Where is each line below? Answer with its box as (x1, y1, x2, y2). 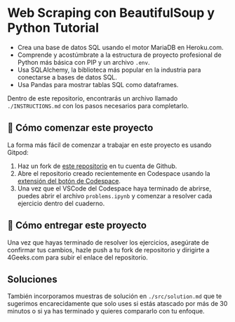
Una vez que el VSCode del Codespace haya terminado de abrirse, (17, 184, 212, 193)
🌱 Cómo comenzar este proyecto (7, 122, 154, 134)
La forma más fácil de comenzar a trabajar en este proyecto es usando (7, 141, 212, 149)
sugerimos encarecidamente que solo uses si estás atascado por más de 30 (7, 300, 228, 308)
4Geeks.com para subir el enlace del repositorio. (7, 253, 149, 262)
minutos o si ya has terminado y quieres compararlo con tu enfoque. (7, 307, 205, 316)
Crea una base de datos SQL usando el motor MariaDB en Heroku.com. (17, 43, 224, 51)
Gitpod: (7, 148, 29, 156)
